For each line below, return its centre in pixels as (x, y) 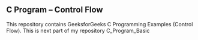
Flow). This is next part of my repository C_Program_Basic (78, 30)
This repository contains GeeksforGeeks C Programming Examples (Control (100, 24)
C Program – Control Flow (55, 10)
